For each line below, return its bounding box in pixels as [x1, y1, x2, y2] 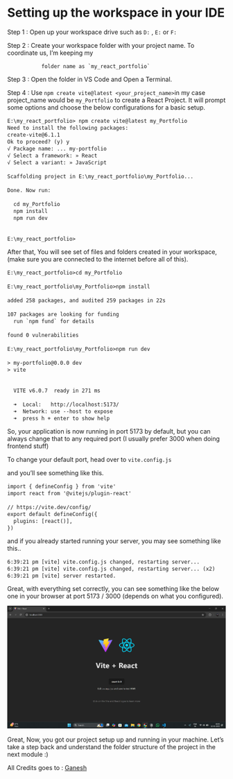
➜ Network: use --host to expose [13, 408, 113, 415]
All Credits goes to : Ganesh [7, 764, 87, 772]
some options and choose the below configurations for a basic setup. [7, 103, 206, 112]
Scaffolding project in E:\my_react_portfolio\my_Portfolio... [7, 173, 194, 180]
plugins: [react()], [13, 517, 73, 524]
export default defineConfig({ [7, 511, 98, 517]
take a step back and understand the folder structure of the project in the [7, 743, 216, 751]
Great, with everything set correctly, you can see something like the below [7, 584, 220, 592]
